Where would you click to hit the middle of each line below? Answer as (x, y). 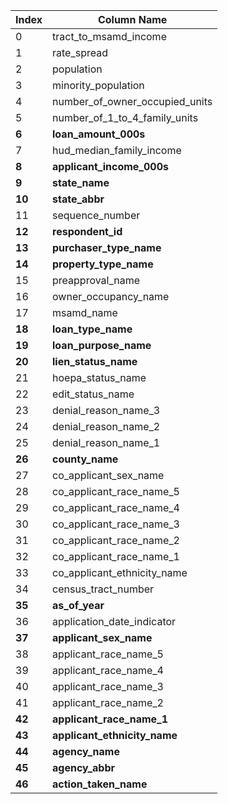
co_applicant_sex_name (108, 475)
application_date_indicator (114, 621)
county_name (85, 459)
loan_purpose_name (102, 345)
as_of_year (78, 605)
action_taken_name (100, 784)
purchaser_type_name (107, 247)
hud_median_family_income (117, 150)
